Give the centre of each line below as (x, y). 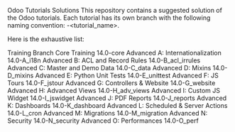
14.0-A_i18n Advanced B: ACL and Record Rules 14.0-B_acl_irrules (104, 60)
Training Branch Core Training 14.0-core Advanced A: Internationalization (115, 53)
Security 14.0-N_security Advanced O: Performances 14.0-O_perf (103, 121)
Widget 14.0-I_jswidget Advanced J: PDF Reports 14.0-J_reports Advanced (117, 98)
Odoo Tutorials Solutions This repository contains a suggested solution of (115, 10)
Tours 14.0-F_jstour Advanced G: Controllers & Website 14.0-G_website (111, 83)
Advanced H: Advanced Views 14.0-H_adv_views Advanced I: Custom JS (114, 90)
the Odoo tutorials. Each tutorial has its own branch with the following (109, 18)
